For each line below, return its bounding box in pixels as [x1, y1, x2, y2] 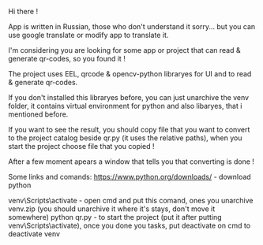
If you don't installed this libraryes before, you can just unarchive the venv [8, 93, 250, 102]
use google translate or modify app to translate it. [8, 31, 169, 39]
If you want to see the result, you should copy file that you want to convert [8, 125, 250, 134]
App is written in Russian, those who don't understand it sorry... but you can [8, 22, 256, 31]
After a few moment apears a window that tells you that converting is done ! [8, 157, 255, 166]
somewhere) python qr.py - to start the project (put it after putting [8, 213, 222, 221]
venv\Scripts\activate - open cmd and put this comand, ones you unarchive [8, 196, 254, 205]
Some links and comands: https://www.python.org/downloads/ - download [8, 173, 251, 181]
